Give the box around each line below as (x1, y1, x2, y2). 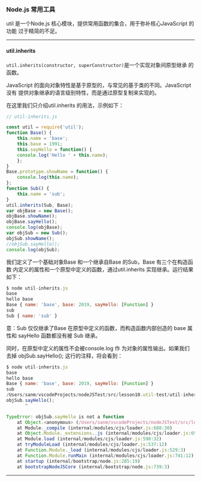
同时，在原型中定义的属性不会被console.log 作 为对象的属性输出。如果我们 (6, 344, 190, 352)
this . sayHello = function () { (17, 147, 93, 152)
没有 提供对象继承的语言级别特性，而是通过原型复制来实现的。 (6, 89, 160, 96)
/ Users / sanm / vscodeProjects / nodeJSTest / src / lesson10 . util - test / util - (6, 392, 184, 398)
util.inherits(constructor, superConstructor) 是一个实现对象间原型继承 (6, 61, 187, 68)
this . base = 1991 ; (17, 141, 63, 147)
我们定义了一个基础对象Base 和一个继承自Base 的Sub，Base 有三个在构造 (6, 258, 188, 266)
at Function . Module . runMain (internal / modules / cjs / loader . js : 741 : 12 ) (17, 453, 194, 459)
